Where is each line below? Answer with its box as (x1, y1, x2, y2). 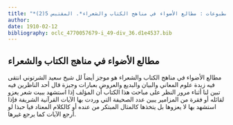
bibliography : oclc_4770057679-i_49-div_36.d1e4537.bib (8, 29, 172, 37)
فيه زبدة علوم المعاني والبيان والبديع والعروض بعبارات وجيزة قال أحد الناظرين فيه (8, 81, 215, 89)
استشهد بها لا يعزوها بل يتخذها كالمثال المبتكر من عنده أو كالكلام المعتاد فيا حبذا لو (8, 103, 216, 111)
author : (8, 17, 30, 23)
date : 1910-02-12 (8, 23, 58, 30)
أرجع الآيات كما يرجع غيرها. (8, 110, 77, 118)
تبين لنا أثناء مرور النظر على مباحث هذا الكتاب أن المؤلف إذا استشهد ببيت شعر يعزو (8, 88, 221, 97)
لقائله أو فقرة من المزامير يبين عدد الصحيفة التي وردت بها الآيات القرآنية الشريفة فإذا (8, 95, 225, 104)
